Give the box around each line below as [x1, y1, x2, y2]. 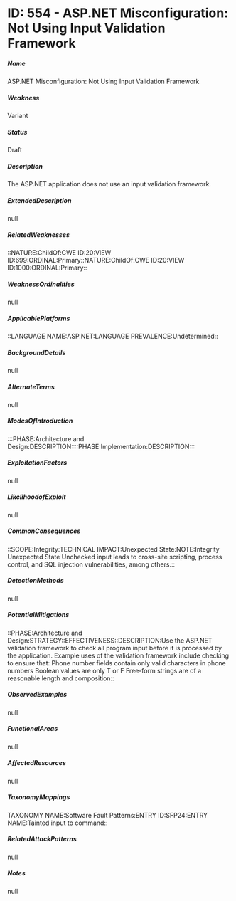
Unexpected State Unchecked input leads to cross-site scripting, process [7, 552, 222, 561]
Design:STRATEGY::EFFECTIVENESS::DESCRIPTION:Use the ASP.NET [7, 636, 213, 645]
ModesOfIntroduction [7, 416, 73, 425]
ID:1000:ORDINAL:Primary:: [7, 263, 87, 272]
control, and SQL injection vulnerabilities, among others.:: [7, 560, 176, 569]
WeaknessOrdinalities [7, 280, 75, 288]
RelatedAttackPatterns [7, 835, 77, 843]
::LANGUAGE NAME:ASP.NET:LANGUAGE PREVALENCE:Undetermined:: [7, 332, 218, 340]
